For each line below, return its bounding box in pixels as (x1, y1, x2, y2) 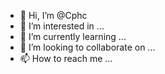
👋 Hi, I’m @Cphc (19, 10, 88, 21)
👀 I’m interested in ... (19, 20, 105, 32)
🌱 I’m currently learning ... (19, 31, 127, 42)
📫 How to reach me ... (19, 53, 113, 64)
